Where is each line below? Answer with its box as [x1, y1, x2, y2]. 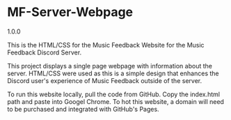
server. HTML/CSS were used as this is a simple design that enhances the [7, 69, 219, 77]
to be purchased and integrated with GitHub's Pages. [7, 105, 159, 113]
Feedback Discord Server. [7, 48, 82, 57]
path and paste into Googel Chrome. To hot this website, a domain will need [7, 97, 225, 105]
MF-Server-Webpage [7, 4, 134, 20]
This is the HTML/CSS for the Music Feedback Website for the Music [7, 40, 205, 49]
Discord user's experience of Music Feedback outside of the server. [7, 76, 202, 84]
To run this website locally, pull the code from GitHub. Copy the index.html [7, 90, 221, 98]
